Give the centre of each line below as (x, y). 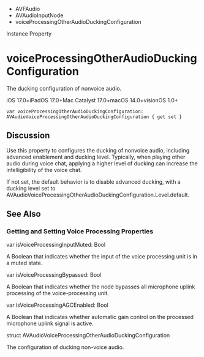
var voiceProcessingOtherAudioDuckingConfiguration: (75, 111)
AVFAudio (28, 9)
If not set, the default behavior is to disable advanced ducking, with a (93, 182)
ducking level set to (31, 188)
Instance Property (29, 34)
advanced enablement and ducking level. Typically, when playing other (96, 157)
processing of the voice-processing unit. (58, 293)
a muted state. (25, 263)
